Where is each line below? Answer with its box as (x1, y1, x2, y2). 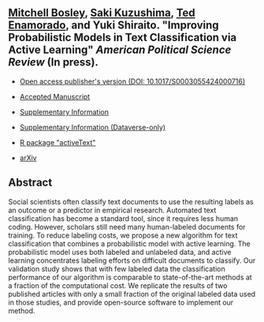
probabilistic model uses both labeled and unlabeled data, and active (8, 247, 232, 256)
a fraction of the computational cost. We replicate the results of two (8, 280, 228, 290)
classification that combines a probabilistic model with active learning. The (8, 238, 251, 248)
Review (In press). (8, 55, 99, 69)
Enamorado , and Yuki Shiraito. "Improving (8, 19, 219, 32)
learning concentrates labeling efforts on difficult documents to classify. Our (8, 256, 256, 265)
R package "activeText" (19, 137, 96, 147)
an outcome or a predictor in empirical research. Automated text (8, 205, 217, 215)
